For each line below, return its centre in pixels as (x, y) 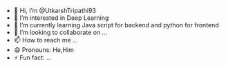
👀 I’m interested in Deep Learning (61, 18)
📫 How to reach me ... (46, 40)
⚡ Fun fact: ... (32, 57)
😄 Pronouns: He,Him (44, 50)
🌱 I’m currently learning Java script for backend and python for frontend (116, 25)
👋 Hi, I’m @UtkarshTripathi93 (55, 11)
